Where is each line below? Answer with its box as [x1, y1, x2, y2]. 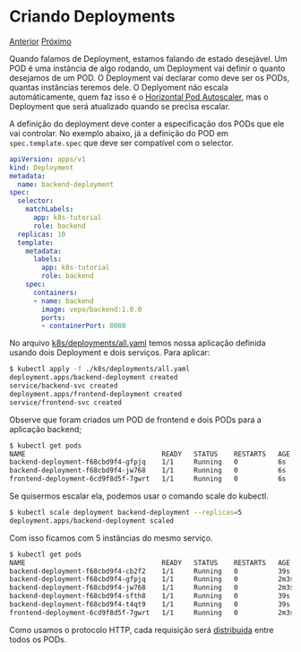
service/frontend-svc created [9, 397, 123, 407]
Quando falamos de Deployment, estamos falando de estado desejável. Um [9, 53, 288, 64]
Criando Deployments [9, 6, 176, 27]
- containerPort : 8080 [41, 321, 126, 331]
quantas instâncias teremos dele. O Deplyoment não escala [9, 82, 228, 92]
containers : [32, 288, 78, 297]
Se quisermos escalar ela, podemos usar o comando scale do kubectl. [9, 491, 269, 501]
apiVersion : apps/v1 [9, 154, 87, 163]
